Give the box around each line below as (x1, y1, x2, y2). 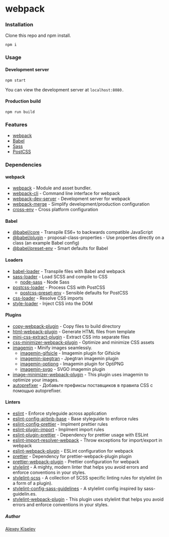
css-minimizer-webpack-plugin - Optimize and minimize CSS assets (12, 339, 155, 345)
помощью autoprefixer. (12, 387, 62, 394)
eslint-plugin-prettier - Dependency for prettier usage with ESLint (12, 432, 149, 438)
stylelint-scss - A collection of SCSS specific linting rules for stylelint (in (12, 475, 162, 481)
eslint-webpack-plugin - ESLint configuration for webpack (12, 448, 134, 454)
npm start (5, 78, 26, 83)
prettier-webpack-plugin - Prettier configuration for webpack (12, 459, 140, 465)
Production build (5, 98, 41, 104)
